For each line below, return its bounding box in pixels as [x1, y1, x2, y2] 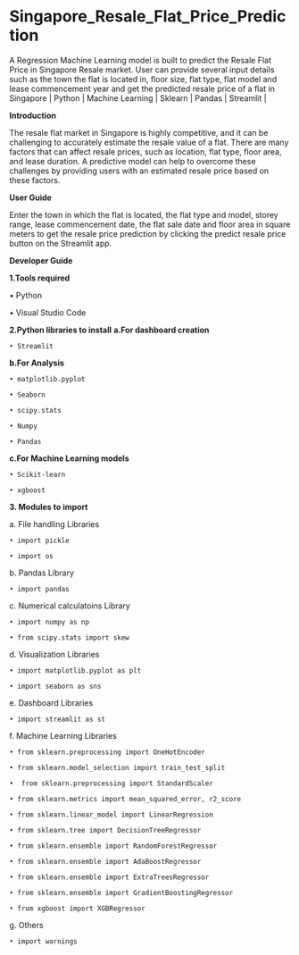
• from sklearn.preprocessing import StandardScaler [9, 779, 214, 788]
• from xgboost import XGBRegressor [9, 904, 145, 913]
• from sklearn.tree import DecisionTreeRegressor [9, 825, 202, 834]
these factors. [9, 174, 61, 185]
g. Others [9, 919, 44, 930]
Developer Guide [9, 255, 73, 265]
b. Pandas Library [9, 567, 74, 578]
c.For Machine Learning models [9, 453, 129, 464]
